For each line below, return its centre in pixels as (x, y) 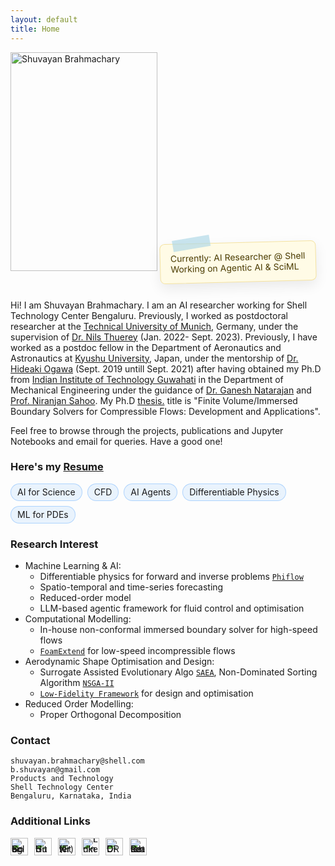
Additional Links (50, 821)
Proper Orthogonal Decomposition (110, 715)
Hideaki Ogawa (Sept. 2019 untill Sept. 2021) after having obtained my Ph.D (166, 368)
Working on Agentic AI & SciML (234, 267)
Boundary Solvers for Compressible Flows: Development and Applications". (165, 411)
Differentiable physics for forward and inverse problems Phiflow (171, 577)
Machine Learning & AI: (73, 566)
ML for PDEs (43, 514)
